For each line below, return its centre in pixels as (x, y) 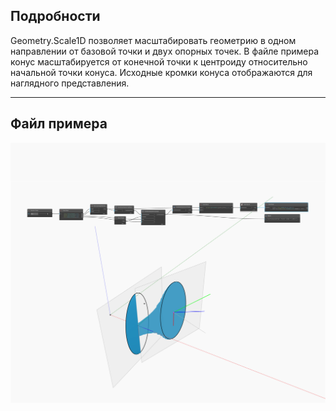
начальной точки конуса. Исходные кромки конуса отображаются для (161, 72)
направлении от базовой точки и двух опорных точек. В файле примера (165, 51)
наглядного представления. (70, 83)
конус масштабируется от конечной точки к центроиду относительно (159, 61)
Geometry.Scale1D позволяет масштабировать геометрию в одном (153, 40)
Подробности (55, 16)
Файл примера (59, 124)
